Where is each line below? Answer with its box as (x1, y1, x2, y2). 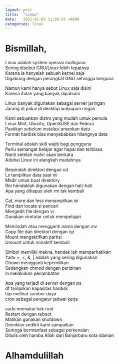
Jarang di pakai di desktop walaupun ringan (5, 106, 95, 112)
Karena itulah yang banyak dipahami (5, 91, 80, 97)
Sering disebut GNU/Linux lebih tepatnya (5, 65, 89, 71)
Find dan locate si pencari (5, 203, 58, 209)
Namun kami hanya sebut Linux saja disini (5, 85, 91, 91)
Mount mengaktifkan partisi (5, 234, 62, 240)
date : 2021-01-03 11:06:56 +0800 (5, 17, 79, 22)
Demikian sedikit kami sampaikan (5, 322, 74, 328)
